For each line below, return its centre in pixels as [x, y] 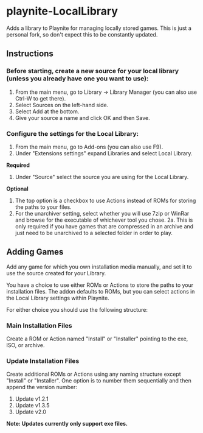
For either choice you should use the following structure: [77, 309]
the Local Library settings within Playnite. [58, 298]
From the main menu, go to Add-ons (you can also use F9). [89, 147]
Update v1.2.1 [32, 399]
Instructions [30, 54]
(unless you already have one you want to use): [77, 79]
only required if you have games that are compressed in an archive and [104, 226]
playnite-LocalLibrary [62, 11]
